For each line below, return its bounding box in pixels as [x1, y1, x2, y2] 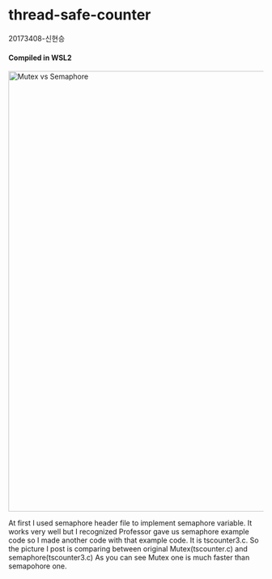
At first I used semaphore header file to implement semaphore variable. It [8, 518, 253, 528]
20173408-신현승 [8, 33, 66, 43]
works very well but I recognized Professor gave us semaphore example [8, 527, 249, 537]
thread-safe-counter [8, 6, 151, 24]
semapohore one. [8, 561, 67, 571]
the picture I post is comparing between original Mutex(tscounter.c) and [8, 544, 249, 554]
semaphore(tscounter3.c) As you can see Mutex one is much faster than [8, 553, 250, 563]
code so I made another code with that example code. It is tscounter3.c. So [8, 535, 259, 545]
